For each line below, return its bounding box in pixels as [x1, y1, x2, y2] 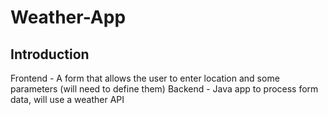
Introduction [10, 46, 90, 63]
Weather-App [10, 6, 127, 29]
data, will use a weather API [10, 94, 125, 105]
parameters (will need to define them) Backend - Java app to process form [10, 83, 319, 95]
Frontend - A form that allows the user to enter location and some [10, 72, 280, 84]
